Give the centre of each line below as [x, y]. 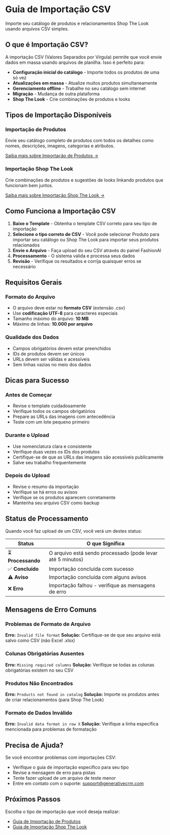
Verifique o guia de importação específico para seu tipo [71, 768]
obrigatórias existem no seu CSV [39, 670]
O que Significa [106, 543]
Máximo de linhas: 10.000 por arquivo [53, 324]
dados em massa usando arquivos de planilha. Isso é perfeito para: [75, 62]
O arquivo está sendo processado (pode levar [103, 553]
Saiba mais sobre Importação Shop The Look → [55, 195]
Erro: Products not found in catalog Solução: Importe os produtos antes [82, 694]
